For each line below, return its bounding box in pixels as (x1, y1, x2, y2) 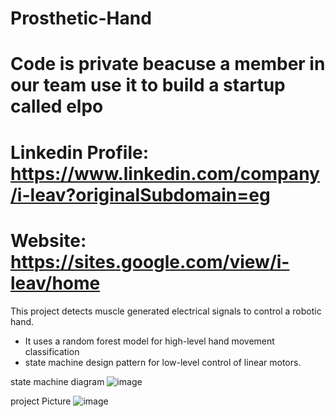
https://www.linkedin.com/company (10, 162, 320, 185)
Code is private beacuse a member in (10, 53, 326, 76)
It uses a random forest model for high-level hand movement (24, 335, 275, 347)
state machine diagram (10, 375, 105, 387)
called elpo (10, 95, 104, 118)
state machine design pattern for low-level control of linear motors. (24, 356, 302, 368)
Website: (10, 229, 87, 252)
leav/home (10, 272, 101, 294)
